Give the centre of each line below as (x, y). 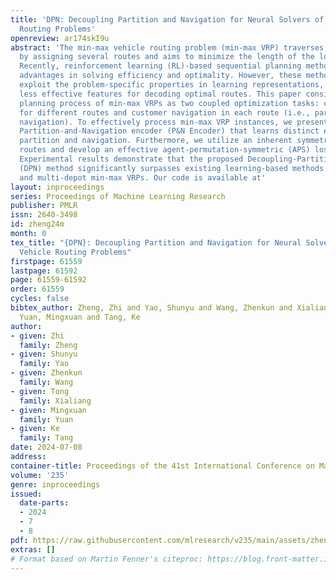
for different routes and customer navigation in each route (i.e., (165, 112)
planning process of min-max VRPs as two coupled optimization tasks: (169, 103)
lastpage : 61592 (44, 271)
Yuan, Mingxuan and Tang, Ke (80, 317)
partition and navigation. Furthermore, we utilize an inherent (156, 141)
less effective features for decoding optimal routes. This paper (160, 94)
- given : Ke (35, 429)
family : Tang (46, 438)
